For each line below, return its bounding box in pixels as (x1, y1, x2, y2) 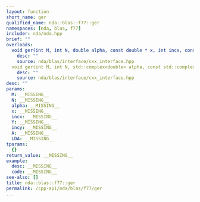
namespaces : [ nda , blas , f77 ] (6, 25, 82, 31)
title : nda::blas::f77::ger (6, 180, 76, 186)
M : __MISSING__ (11, 91, 49, 97)
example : (6, 158, 28, 164)
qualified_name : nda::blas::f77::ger (6, 20, 100, 26)
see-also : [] (6, 175, 39, 181)
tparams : (6, 141, 28, 147)
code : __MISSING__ (11, 169, 58, 175)
